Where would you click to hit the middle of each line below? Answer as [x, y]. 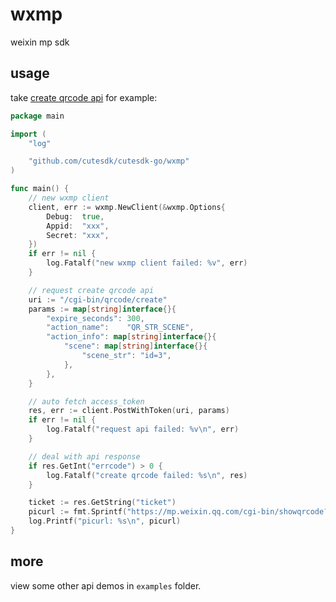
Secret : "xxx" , [78, 235]
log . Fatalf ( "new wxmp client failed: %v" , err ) [147, 263]
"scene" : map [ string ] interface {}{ [135, 346]
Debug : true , [75, 216]
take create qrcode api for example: [84, 97]
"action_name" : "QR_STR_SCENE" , [120, 328]
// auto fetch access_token [86, 401]
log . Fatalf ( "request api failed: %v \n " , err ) [143, 429]
